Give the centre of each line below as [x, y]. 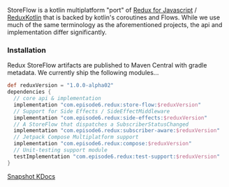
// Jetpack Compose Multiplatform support [76, 137]
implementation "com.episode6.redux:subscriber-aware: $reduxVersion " [117, 131]
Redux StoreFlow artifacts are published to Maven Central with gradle [107, 65]
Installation [27, 50]
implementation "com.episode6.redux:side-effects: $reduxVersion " [111, 117]
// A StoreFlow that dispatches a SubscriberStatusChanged [101, 124]
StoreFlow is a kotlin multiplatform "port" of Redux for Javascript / [102, 10]
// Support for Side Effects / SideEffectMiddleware [92, 111]
